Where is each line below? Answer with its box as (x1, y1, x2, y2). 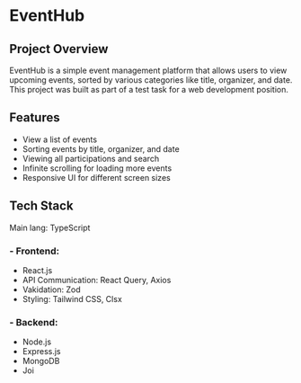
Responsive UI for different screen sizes (22, 172, 171, 183)
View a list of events (22, 134, 97, 145)
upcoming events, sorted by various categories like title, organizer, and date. (9, 75, 293, 85)
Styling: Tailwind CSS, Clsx (22, 293, 123, 304)
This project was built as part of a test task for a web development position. (9, 85, 289, 94)
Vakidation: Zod (22, 284, 81, 295)
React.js (22, 264, 53, 275)
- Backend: (9, 316, 58, 328)
